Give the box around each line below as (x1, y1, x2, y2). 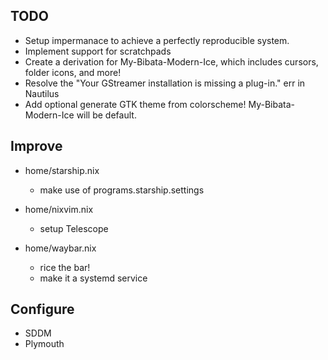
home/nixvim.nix (24, 203, 94, 215)
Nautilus (24, 87, 60, 99)
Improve (10, 138, 63, 155)
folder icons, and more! (24, 66, 122, 78)
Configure (10, 301, 75, 318)
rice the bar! (39, 261, 91, 273)
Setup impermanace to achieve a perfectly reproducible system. (24, 34, 290, 46)
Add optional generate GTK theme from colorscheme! (24, 98, 247, 110)
